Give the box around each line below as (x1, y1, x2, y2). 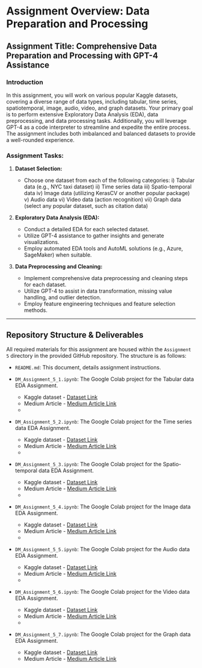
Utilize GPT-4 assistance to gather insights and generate (23, 232, 164, 239)
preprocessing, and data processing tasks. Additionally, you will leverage (6, 117, 187, 124)
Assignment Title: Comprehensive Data (6, 41, 158, 51)
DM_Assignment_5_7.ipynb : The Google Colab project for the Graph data (14, 631, 191, 638)
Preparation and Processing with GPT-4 (6, 50, 158, 61)
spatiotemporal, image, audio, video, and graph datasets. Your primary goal (6, 104, 194, 111)
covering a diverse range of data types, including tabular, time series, (6, 98, 179, 105)
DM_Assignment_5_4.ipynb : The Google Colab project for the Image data (14, 503, 191, 510)
